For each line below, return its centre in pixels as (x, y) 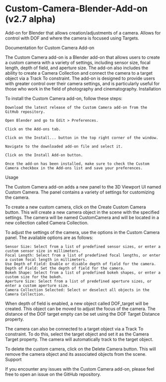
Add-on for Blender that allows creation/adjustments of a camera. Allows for (83, 33)
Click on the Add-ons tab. (33, 129)
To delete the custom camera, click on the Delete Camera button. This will (81, 349)
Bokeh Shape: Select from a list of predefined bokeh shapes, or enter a (83, 273)
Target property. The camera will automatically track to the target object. (79, 339)
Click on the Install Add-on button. (44, 155)
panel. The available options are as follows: (49, 238)
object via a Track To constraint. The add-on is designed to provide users (80, 78)
